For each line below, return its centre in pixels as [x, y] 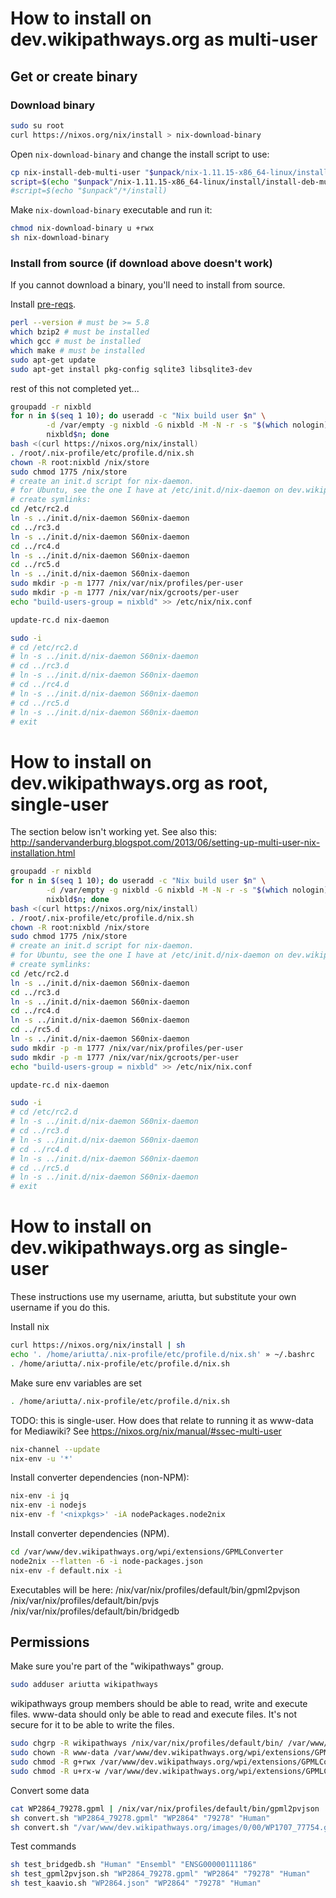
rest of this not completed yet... [75, 388]
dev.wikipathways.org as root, [139, 783]
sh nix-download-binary [60, 238]
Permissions [50, 1642]
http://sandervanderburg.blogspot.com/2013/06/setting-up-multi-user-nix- [165, 843]
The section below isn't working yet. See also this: [114, 832]
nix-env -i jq [40, 1496]
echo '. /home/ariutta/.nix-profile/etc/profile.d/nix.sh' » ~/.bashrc [162, 1355]
